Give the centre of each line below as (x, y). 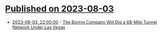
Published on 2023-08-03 (60, 9)
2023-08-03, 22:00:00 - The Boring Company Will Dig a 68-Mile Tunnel (84, 22)
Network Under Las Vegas (39, 27)
